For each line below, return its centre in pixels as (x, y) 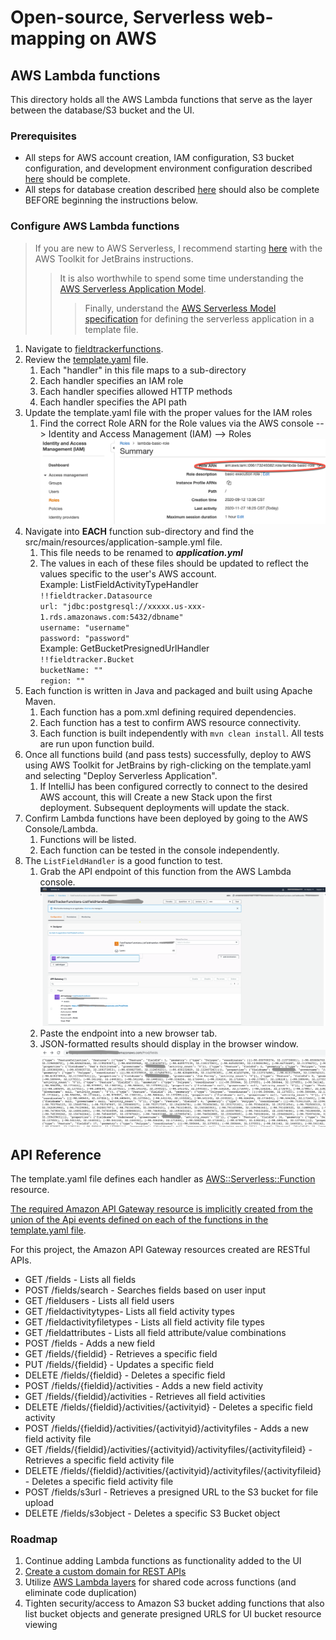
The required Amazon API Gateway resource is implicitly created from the (161, 1209)
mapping (48, 38)
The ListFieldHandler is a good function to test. (123, 861)
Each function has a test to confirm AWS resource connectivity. (170, 723)
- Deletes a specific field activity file (99, 1482)
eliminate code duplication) (81, 1593)
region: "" (62, 681)
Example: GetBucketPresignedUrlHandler (124, 648)
